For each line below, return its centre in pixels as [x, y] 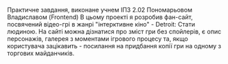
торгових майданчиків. [41, 53]
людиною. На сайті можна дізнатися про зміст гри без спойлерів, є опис [114, 31]
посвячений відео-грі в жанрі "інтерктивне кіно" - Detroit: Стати [101, 24]
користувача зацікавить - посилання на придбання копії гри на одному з [114, 46]
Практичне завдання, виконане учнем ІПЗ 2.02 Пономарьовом [100, 10]
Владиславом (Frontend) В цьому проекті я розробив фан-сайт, [100, 17]
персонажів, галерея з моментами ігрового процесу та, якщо [98, 39]
